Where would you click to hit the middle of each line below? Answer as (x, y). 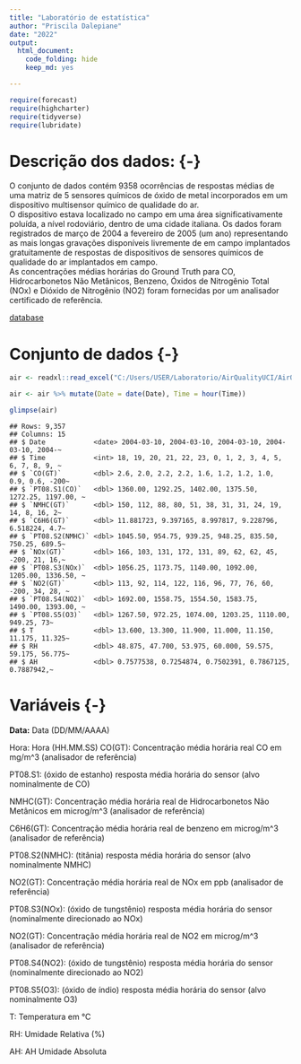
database (27, 318)
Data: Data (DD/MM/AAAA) (60, 730)
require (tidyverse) (46, 117)
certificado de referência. (56, 301)
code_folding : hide (62, 59)
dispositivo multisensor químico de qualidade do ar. (104, 205)
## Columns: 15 (38, 434)
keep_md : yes (50, 68)
